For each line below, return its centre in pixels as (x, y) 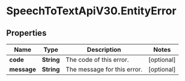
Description (104, 50)
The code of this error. (97, 60)
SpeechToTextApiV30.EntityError (91, 11)
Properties (26, 33)
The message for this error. (104, 69)
